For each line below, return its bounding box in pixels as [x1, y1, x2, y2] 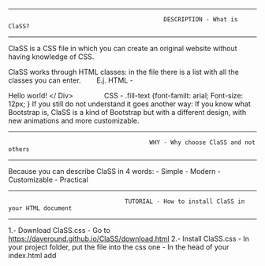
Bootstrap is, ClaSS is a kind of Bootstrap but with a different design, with [8, 108, 247, 116]
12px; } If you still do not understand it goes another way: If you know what [8, 99, 251, 109]
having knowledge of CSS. [8, 52, 95, 61]
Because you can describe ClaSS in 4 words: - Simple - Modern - [8, 167, 221, 175]
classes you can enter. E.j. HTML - [8, 76, 134, 85]
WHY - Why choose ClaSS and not [149, 139, 256, 146]
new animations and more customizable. [8, 116, 140, 125]
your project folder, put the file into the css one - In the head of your [8, 242, 230, 252]
